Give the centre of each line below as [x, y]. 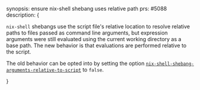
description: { [23, 15]
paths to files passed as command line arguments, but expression [87, 33]
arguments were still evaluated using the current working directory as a [94, 39]
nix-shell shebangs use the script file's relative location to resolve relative [98, 27]
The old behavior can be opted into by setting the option [76, 63]
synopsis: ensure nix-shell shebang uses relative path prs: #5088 [87, 9]
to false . [93, 70]
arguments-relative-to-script [44, 70]
